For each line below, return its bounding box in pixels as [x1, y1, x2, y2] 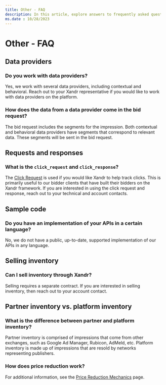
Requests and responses [5, 148, 83, 157]
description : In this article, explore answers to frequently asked [5, 12, 149, 17]
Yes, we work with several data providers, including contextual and [5, 84, 142, 90]
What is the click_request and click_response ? [5, 163, 119, 170]
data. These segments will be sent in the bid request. [5, 134, 113, 140]
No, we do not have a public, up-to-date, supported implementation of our [5, 237, 157, 243]
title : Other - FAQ [5, 7, 45, 12]
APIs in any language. [5, 242, 49, 248]
